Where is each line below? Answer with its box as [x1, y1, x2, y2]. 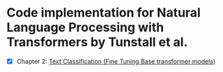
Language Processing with [6, 19, 164, 35]
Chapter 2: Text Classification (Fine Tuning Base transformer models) [16, 57, 216, 65]
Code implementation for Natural [6, 5, 201, 21]
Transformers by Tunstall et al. [6, 35, 188, 50]
